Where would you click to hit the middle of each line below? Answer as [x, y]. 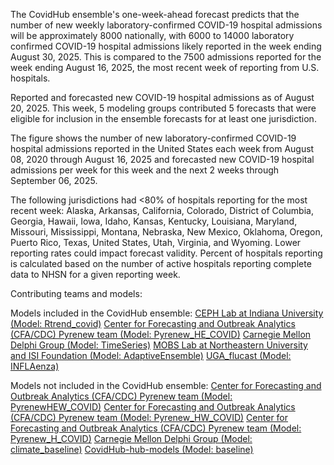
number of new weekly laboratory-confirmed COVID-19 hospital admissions [166, 25]
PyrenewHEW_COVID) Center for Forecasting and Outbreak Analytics [153, 407]
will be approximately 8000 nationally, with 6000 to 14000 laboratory [152, 35]
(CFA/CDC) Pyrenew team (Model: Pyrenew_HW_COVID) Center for [149, 417]
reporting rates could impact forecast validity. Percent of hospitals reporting [166, 253]
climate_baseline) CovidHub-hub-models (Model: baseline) [132, 449]
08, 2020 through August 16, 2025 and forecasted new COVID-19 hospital [162, 159]
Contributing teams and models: [76, 293]
